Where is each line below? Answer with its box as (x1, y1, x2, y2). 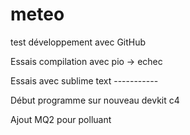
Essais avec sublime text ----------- (10, 74, 159, 87)
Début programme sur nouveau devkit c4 (10, 94, 180, 106)
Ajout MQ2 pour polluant (10, 113, 112, 125)
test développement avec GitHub (10, 36, 147, 48)
